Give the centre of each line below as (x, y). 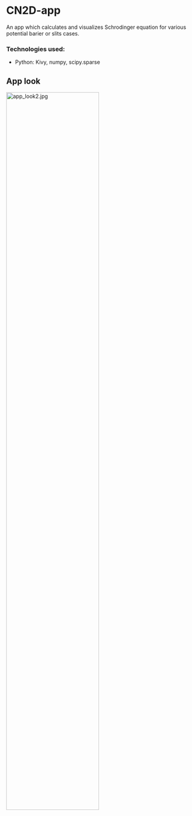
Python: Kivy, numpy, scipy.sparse (57, 62)
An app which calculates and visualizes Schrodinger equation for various (96, 27)
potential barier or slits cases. (43, 33)
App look (23, 81)
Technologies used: (36, 49)
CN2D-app (34, 11)
